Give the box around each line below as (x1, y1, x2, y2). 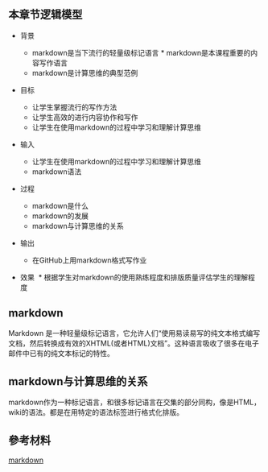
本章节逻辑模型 (8, 8, 83, 22)
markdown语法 (31, 167, 82, 176)
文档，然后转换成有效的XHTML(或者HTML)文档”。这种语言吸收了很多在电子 (8, 338, 259, 348)
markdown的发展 (31, 211, 89, 221)
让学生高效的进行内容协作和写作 (31, 112, 138, 122)
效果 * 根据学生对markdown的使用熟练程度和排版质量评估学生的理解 (19, 272, 249, 282)
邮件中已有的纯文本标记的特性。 (8, 349, 114, 358)
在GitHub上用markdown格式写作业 (31, 255, 147, 265)
